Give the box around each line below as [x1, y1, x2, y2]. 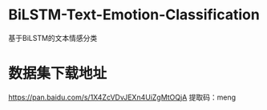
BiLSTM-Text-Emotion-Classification [8, 6, 261, 24]
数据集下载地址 [8, 64, 107, 83]
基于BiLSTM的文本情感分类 [8, 33, 98, 43]
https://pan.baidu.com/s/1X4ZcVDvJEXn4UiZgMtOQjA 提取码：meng [8, 92, 237, 102]
